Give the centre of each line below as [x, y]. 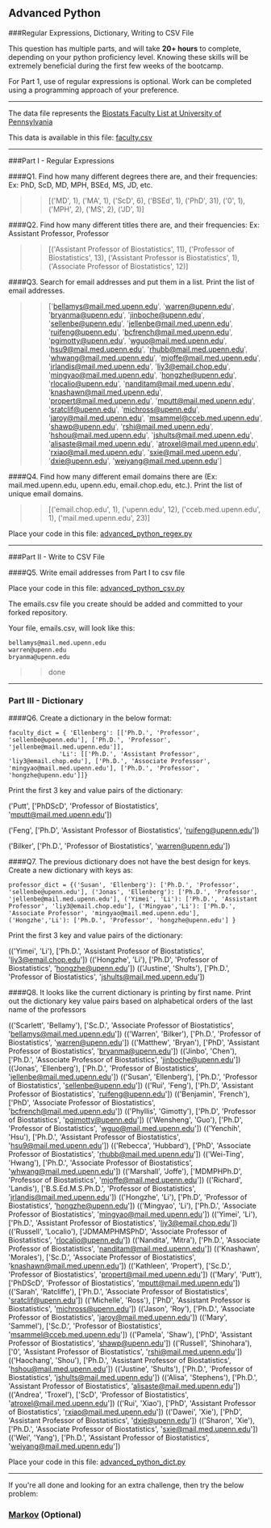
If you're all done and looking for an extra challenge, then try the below [126, 1485]
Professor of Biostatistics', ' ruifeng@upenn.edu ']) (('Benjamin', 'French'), [129, 1094]
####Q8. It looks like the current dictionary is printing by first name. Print [130, 993]
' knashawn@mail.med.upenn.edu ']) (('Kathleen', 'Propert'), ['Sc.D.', [120, 1266]
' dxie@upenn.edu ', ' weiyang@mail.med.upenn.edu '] [135, 461]
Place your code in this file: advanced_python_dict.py [97, 1462]
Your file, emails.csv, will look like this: [72, 628]
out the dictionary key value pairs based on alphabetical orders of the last [131, 1001]
